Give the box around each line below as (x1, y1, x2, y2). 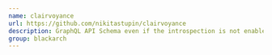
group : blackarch (8, 34, 67, 43)
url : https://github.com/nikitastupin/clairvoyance (8, 19, 186, 27)
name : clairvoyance (8, 11, 74, 20)
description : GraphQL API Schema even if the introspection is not (8, 27, 241, 35)
